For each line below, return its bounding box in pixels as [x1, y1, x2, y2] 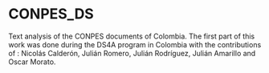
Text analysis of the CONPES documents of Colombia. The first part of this [8, 31, 255, 41]
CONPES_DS [8, 5, 94, 23]
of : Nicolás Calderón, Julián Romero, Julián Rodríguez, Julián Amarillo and [8, 48, 256, 58]
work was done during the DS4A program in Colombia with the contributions [8, 39, 262, 49]
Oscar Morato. [8, 57, 56, 67]
